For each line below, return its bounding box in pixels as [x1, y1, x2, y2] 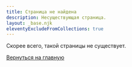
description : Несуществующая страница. [6, 14, 107, 21]
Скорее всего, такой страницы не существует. [6, 42, 127, 49]
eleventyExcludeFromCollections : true [6, 25, 104, 32]
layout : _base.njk [6, 20, 52, 26]
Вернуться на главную [6, 54, 64, 61]
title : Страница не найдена [6, 8, 77, 15]
